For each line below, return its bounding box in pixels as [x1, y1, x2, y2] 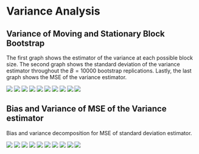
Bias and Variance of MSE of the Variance [6, 103, 167, 114]
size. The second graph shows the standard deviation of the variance [6, 61, 181, 68]
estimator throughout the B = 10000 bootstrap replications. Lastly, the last [6, 67, 192, 74]
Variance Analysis [6, 4, 100, 18]
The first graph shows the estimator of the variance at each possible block [6, 54, 194, 61]
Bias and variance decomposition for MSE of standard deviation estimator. [6, 129, 192, 136]
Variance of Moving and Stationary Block [6, 29, 166, 39]
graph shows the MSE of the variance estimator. [6, 74, 127, 80]
